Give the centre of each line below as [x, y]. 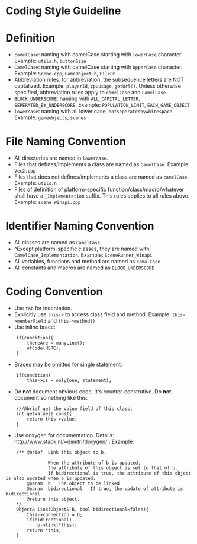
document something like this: [51, 397]
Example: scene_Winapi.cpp [47, 202]
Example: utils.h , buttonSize [50, 61]
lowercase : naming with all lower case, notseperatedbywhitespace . [94, 112]
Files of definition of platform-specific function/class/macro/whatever [99, 190]
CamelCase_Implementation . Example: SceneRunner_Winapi [83, 255]
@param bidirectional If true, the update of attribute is [105, 489]
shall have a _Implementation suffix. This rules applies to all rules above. [102, 196]
